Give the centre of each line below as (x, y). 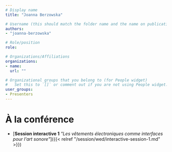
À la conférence (40, 120)
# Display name (21, 10)
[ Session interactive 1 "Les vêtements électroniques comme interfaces (88, 134)
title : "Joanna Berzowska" (34, 15)
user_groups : (19, 90)
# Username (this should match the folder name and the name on (75, 24)
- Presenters (19, 94)
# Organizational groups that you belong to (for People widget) (76, 80)
